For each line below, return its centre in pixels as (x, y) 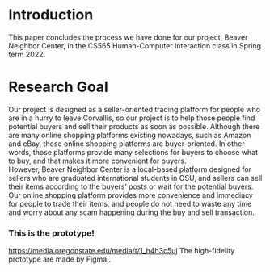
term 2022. (27, 54)
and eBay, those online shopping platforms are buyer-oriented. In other (127, 144)
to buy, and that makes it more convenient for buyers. (97, 161)
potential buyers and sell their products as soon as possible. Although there (134, 126)
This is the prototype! (52, 233)
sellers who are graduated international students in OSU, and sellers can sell (135, 178)
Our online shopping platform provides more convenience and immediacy (131, 195)
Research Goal (59, 87)
